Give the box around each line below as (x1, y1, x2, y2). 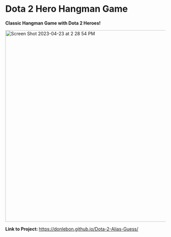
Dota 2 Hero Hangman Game (5, 3, 128, 15)
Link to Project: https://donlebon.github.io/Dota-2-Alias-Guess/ (5, 226, 138, 232)
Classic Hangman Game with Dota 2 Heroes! (5, 20, 101, 26)
